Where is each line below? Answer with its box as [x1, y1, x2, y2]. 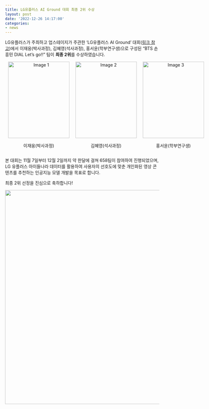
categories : [5, 21, 29, 26]
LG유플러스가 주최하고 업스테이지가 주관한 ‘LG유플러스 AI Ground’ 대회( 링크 [5, 40, 150, 45]
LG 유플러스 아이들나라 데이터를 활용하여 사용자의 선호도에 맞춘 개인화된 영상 [5, 163, 152, 169]
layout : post [5, 12, 32, 17]
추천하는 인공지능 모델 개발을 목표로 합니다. [18, 170, 101, 176]
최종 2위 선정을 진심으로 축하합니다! [5, 180, 73, 186]
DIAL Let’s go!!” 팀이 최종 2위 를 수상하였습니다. [14, 52, 105, 58]
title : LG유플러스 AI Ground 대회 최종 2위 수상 [5, 7, 95, 12]
